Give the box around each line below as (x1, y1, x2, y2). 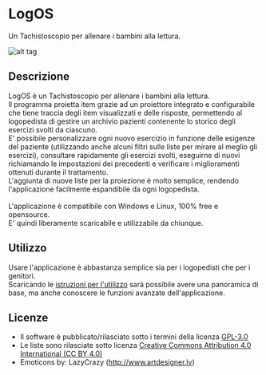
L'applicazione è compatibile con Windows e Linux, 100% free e (8, 201, 219, 211)
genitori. (8, 270, 36, 280)
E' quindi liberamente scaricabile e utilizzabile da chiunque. (8, 218, 204, 227)
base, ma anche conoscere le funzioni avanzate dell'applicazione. (8, 288, 225, 298)
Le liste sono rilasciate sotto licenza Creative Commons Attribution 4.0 (19, 341, 252, 350)
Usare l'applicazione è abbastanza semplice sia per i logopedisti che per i (8, 262, 251, 272)
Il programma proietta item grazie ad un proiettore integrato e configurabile (8, 99, 256, 109)
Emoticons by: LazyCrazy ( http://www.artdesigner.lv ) (19, 357, 196, 367)
